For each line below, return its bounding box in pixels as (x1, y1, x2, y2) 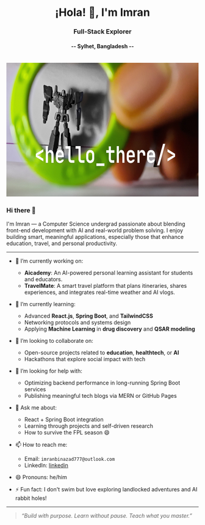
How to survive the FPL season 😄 (24, 428, 110, 436)
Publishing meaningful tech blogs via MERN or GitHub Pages (24, 392, 177, 399)
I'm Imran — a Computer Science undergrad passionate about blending (6, 220, 185, 227)
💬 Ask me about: (15, 403, 57, 411)
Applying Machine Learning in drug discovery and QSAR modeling (24, 325, 195, 332)
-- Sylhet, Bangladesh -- (71, 42, 134, 50)
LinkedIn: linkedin (24, 461, 69, 469)
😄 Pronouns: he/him (15, 473, 67, 480)
